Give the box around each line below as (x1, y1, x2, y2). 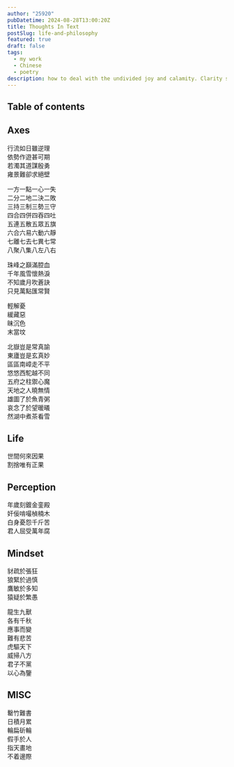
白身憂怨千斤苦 (7, 518, 50, 527)
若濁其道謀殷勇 (7, 161, 50, 169)
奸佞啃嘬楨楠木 (7, 509, 50, 518)
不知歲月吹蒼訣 (7, 278, 50, 286)
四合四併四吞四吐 (7, 210, 56, 219)
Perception (7, 481, 56, 493)
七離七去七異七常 (7, 237, 56, 245)
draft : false (7, 42, 45, 49)
